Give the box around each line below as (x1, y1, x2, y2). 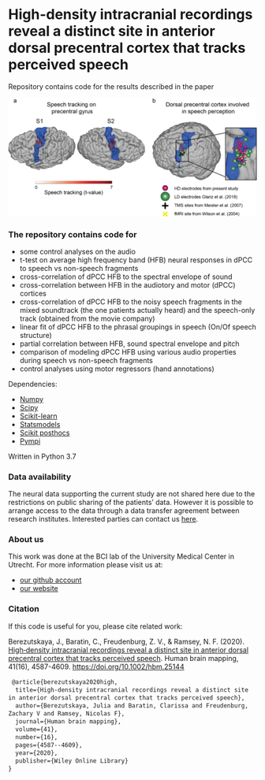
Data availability (8, 471, 72, 482)
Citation (8, 604, 39, 615)
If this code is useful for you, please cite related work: (8, 621, 183, 631)
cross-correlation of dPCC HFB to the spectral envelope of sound (19, 272, 233, 281)
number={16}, (15, 733, 58, 741)
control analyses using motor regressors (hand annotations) (19, 364, 215, 373)
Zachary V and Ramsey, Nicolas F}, (8, 709, 125, 718)
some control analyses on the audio (19, 247, 136, 256)
